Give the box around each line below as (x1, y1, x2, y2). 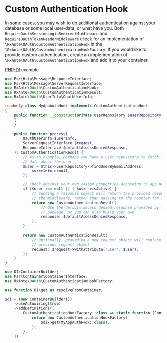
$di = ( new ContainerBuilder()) (5, 297, 72, 302)
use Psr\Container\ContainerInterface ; (5, 274, 88, 279)
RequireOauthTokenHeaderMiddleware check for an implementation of (5, 36, 144, 42)
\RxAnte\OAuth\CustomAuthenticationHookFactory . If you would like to (5, 46, 147, 52)
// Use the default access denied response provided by (40, 205, 159, 210)
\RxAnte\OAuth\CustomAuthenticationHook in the (5, 41, 103, 47)
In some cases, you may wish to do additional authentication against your (5, 20, 156, 26)
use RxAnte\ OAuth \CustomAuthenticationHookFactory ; (5, 278, 114, 284)
